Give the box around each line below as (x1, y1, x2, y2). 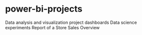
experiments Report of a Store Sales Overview (5, 24, 100, 30)
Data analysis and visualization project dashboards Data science (5, 19, 138, 25)
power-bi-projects (5, 3, 83, 15)
